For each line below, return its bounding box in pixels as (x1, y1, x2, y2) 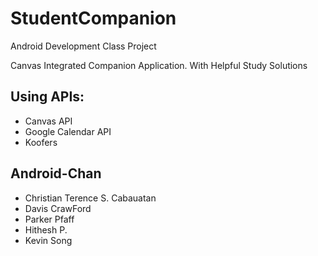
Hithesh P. (24, 223, 68, 236)
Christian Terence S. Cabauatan (24, 192, 157, 204)
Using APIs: (10, 88, 85, 106)
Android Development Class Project (10, 40, 157, 52)
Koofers (24, 136, 58, 148)
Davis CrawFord (24, 202, 92, 214)
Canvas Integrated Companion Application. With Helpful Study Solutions (10, 59, 308, 71)
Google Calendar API (24, 125, 112, 137)
